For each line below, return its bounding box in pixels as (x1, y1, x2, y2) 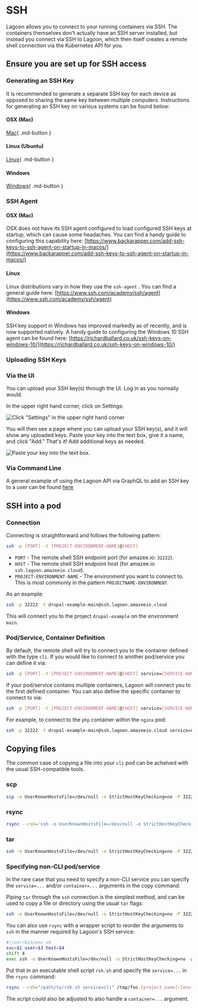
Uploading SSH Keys (6, 355, 67, 363)
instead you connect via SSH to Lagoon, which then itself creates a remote (6, 35, 187, 42)
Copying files (6, 744, 57, 754)
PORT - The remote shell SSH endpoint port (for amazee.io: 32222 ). (14, 554, 174, 561)
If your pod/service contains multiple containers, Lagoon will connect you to (6, 681, 191, 688)
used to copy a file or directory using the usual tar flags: (6, 900, 144, 907)
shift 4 (6, 950, 25, 956)
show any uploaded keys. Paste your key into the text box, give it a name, (6, 431, 184, 438)
